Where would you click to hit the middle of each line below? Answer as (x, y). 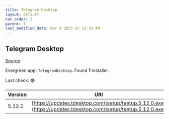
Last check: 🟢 (20, 80)
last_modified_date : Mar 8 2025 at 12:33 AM (53, 28)
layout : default (22, 14)
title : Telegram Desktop (31, 10)
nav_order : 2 (19, 19)
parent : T (16, 24)
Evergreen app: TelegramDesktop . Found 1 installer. (57, 70)
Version (17, 94)
